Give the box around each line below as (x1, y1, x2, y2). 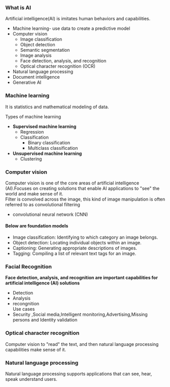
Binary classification (27, 139, 70, 146)
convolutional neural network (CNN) (12, 211, 88, 217)
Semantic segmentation (20, 47, 70, 53)
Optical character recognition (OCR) (20, 63, 95, 70)
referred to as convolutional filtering (5, 201, 80, 207)
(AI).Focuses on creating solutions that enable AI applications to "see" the (5, 185, 160, 191)
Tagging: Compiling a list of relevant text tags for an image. (12, 250, 137, 256)
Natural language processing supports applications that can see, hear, (5, 370, 152, 377)
